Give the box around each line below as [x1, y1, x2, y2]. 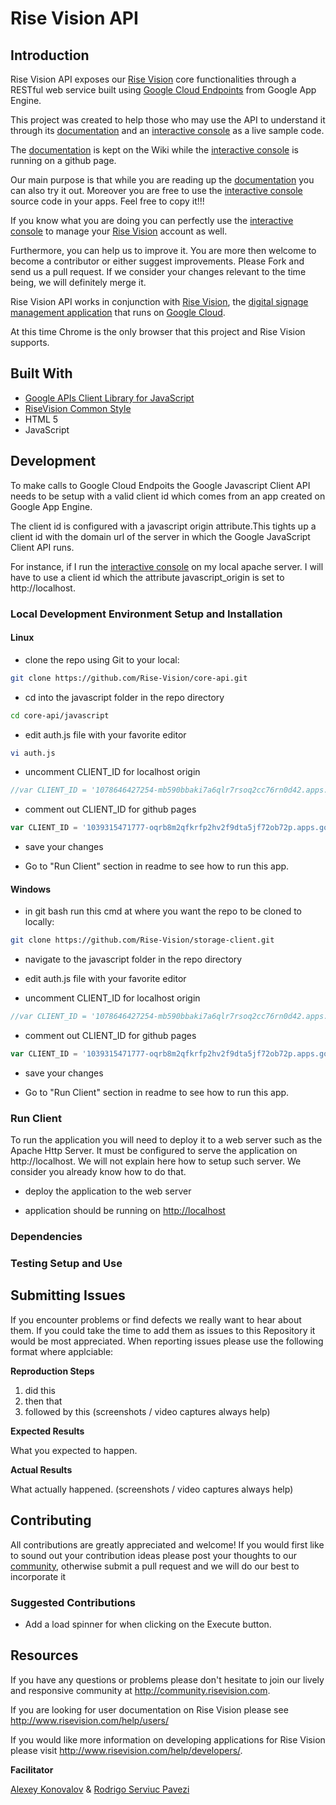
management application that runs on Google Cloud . [10, 307, 226, 318]
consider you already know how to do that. [10, 1166, 187, 1178]
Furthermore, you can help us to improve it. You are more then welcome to [10, 245, 317, 256]
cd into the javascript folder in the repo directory [24, 691, 225, 703]
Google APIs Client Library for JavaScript [24, 392, 195, 404]
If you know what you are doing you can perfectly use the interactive [10, 215, 294, 226]
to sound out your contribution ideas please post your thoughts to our [10, 1549, 298, 1561]
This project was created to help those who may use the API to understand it [10, 114, 326, 126]
